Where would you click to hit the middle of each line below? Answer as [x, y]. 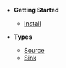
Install [32, 23]
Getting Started [36, 10]
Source [34, 50]
